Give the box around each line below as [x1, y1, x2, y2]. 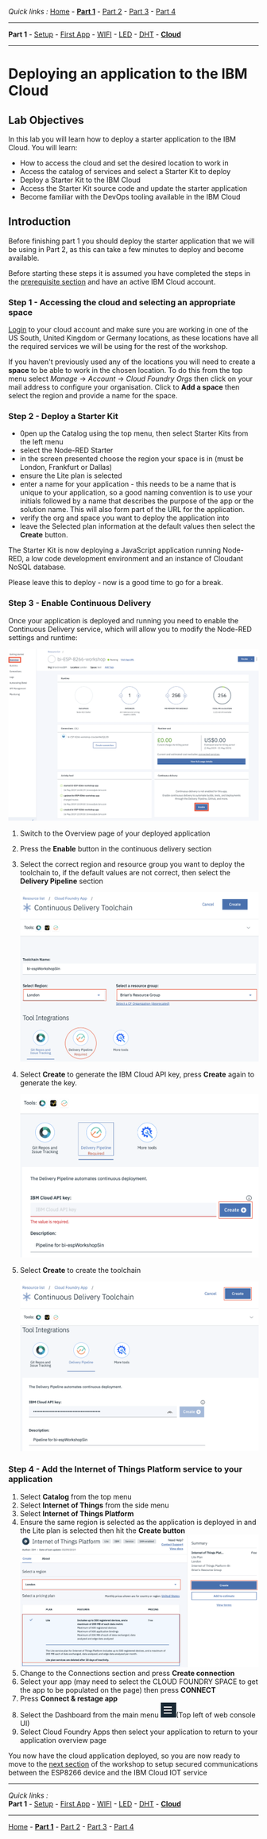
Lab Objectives [8, 113, 85, 126]
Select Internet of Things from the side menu [19, 1500, 169, 1510]
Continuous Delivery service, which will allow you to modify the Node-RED [8, 624, 253, 634]
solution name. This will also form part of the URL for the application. [19, 505, 245, 514]
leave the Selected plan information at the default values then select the [19, 522, 256, 531]
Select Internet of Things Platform [19, 1508, 134, 1518]
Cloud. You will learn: [8, 143, 78, 152]
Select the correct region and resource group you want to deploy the [19, 859, 245, 869]
